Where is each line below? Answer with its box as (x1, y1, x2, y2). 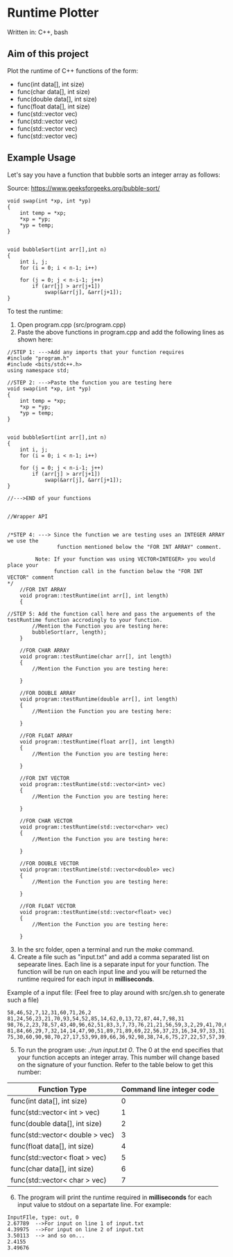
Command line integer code (121, 1084, 215, 1094)
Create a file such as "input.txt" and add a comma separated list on (17, 952, 209, 961)
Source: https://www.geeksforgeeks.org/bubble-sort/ (7, 184, 160, 192)
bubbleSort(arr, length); (32, 628, 107, 636)
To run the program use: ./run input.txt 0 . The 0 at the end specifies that (17, 1046, 223, 1054)
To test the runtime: (7, 307, 63, 315)
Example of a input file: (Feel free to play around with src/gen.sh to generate (7, 988, 225, 996)
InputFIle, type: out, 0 (7, 1214, 79, 1221)
